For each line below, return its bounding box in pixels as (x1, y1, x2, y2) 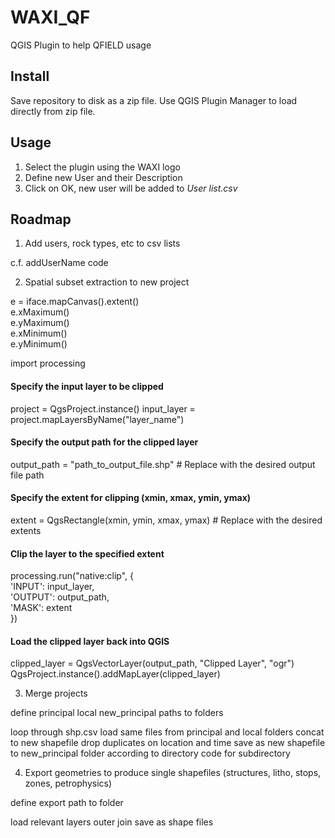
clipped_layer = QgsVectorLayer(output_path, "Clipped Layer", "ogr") (10, 657, 295, 670)
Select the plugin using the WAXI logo (24, 161, 181, 173)
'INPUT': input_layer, (10, 581, 95, 593)
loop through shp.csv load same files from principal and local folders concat (10, 726, 325, 738)
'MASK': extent (10, 602, 73, 614)
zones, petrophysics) (24, 777, 113, 790)
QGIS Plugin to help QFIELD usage (10, 39, 152, 51)
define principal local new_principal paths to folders (10, 707, 224, 719)
